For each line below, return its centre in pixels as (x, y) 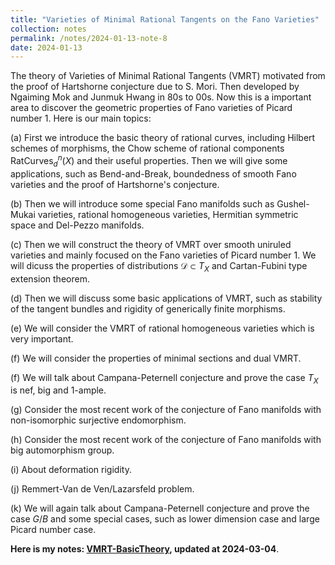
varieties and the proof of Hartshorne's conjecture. (115, 184)
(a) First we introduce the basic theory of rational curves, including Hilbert (163, 138)
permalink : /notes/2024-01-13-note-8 (89, 38)
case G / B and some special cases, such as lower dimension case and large (165, 519)
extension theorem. (50, 278)
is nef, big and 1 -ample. (58, 390)
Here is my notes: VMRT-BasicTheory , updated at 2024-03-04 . (145, 549)
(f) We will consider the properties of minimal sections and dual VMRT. (156, 358)
